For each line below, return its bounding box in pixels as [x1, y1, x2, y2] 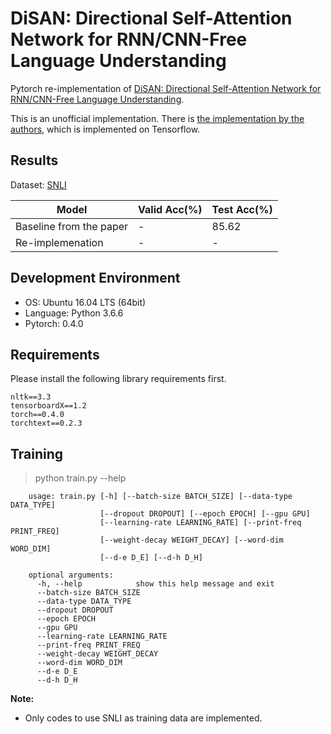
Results [10, 152, 59, 169]
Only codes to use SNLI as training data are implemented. [24, 712, 263, 724]
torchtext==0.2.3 [10, 418, 83, 429]
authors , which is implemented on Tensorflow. [10, 123, 201, 135]
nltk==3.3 [10, 392, 52, 402]
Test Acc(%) [211, 202, 273, 216]
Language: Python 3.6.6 [24, 307, 124, 319]
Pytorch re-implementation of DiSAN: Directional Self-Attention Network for [10, 82, 322, 94]
